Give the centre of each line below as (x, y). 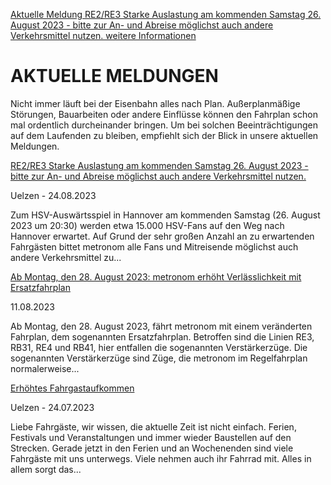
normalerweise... (45, 368)
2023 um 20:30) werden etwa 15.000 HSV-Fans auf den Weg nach (147, 225)
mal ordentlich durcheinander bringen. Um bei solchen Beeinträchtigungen (164, 125)
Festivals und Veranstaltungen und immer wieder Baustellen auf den (151, 437)
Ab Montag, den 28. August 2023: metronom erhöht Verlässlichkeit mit (156, 276)
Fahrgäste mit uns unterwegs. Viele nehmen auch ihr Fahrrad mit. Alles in (161, 458)
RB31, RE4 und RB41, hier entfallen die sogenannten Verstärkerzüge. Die (159, 347)
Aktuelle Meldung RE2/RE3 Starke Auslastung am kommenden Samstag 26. (166, 14)
